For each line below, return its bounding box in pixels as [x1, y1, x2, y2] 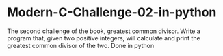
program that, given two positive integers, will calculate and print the [7, 34, 200, 42]
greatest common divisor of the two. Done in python [7, 41, 155, 49]
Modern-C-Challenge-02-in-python [7, 5, 217, 20]
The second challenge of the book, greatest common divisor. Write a [7, 27, 200, 35]
